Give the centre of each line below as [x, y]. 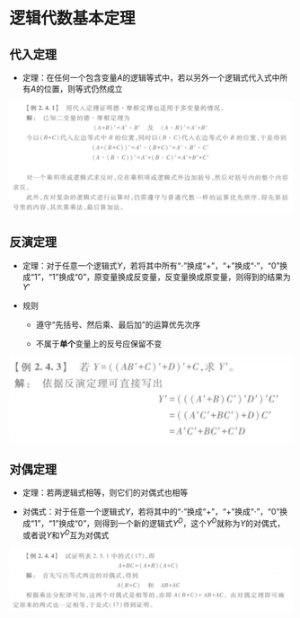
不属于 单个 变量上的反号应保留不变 [99, 343]
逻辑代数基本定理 [73, 18]
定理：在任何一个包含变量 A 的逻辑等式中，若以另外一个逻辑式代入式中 [151, 78]
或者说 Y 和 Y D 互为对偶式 [66, 534]
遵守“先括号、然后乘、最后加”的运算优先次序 [118, 324]
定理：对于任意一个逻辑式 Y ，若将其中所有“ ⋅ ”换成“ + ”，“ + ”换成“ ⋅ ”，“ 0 [149, 265]
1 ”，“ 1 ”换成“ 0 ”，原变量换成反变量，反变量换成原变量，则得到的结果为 [163, 277]
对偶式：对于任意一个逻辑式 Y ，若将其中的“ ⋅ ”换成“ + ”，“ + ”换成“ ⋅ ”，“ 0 [149, 512]
